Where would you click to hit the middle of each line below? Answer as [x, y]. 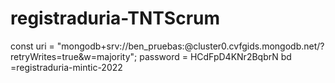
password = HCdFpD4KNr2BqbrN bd [215, 56]
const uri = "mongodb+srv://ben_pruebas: [97, 46]
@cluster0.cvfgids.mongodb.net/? [254, 46]
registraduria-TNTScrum [115, 18]
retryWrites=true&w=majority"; [74, 56]
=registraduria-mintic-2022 [66, 67]
